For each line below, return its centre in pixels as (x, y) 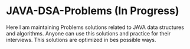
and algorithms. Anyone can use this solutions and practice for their (89, 33)
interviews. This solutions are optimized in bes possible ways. (81, 40)
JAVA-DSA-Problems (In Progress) (93, 11)
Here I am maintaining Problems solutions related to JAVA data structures (95, 27)
